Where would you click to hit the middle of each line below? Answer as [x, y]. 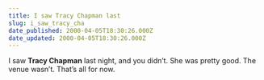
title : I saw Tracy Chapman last [65, 16]
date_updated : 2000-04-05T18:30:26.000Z [78, 38]
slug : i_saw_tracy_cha [46, 23]
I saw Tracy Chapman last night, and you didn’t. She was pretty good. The [132, 61]
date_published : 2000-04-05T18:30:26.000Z [81, 30]
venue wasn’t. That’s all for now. [62, 70]
